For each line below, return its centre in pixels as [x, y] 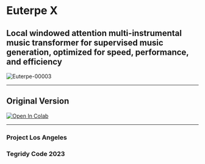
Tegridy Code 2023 [36, 154]
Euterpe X [32, 11]
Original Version [38, 101]
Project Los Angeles [37, 137]
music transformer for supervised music [85, 42]
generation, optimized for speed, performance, [98, 52]
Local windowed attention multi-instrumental [94, 33]
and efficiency [34, 62]
